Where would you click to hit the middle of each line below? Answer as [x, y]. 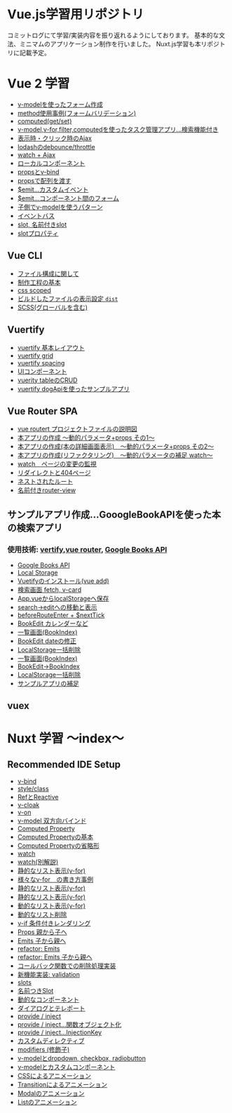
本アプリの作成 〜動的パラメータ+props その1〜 [86, 438]
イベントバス [36, 215]
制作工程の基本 [39, 282]
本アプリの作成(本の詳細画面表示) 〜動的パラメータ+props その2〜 [116, 447]
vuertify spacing [41, 363]
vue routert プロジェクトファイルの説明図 [77, 429]
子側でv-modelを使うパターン [60, 207]
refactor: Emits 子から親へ [55, 957]
